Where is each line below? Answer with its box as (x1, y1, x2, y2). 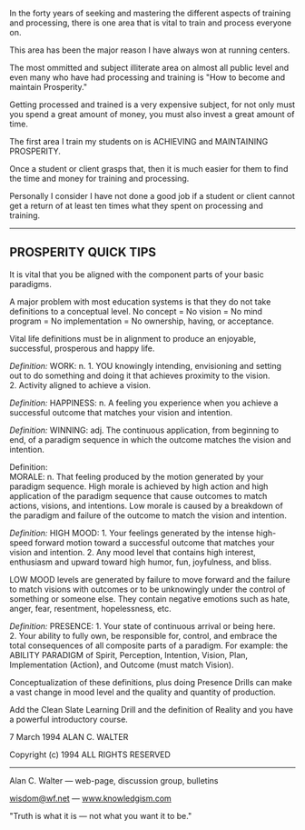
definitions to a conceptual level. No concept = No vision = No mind (9, 305, 263, 316)
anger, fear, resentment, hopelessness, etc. (9, 603, 172, 614)
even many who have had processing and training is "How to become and (9, 72, 286, 83)
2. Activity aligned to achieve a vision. (9, 379, 152, 390)
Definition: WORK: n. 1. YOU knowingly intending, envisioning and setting (9, 360, 282, 371)
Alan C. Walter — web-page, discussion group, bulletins (9, 775, 219, 785)
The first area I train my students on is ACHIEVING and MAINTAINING (9, 136, 269, 146)
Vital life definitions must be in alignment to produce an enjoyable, (9, 333, 257, 344)
